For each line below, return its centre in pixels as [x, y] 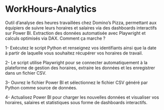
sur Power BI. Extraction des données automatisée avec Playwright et [75, 33]
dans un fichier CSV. [26, 73]
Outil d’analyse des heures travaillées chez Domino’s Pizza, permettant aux [81, 23]
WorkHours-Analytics [51, 9]
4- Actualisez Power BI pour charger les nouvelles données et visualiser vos [82, 97]
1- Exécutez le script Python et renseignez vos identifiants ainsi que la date [81, 48]
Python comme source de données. [41, 87]
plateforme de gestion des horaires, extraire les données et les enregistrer [80, 68]
